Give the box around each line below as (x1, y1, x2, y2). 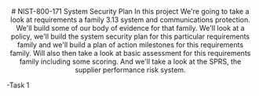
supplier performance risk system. (75, 65, 186, 74)
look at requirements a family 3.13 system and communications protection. (9, 15, 251, 24)
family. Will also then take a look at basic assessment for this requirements (9, 49, 251, 57)
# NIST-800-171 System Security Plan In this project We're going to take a (11, 7, 250, 16)
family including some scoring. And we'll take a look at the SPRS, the (19, 57, 242, 66)
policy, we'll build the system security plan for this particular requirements (10, 31, 250, 41)
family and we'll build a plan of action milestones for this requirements (16, 40, 244, 50)
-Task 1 (6, 80, 30, 90)
